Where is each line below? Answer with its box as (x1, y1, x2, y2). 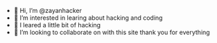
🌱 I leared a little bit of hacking (13, 21, 101, 29)
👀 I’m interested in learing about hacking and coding (13, 14, 163, 22)
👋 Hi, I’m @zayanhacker (13, 7, 82, 14)
